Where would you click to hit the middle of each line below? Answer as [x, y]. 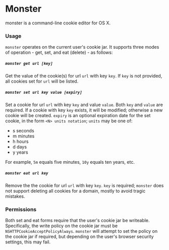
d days [19, 147]
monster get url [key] [29, 63]
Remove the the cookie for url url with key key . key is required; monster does [84, 186]
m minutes [23, 136]
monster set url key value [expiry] [44, 92]
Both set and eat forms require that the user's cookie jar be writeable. [77, 221]
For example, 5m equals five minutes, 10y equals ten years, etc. [70, 162]
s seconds [23, 131]
